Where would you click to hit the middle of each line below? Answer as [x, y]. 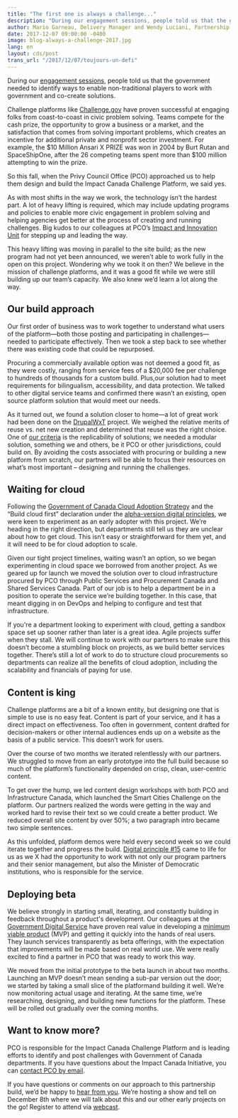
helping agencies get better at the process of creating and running [104, 220]
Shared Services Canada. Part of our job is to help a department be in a [112, 588]
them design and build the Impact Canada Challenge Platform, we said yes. [117, 183]
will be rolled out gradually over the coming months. [83, 1008]
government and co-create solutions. [62, 95]
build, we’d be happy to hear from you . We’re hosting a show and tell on [112, 1092]
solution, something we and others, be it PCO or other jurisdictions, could [114, 444]
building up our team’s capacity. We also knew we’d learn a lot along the [113, 279]
